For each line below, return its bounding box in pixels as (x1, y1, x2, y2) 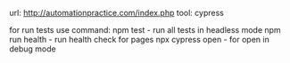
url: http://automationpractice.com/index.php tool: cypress (9, 8, 225, 18)
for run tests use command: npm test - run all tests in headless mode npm (9, 25, 281, 35)
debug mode (9, 43, 56, 54)
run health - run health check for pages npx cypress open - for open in (9, 35, 269, 44)
